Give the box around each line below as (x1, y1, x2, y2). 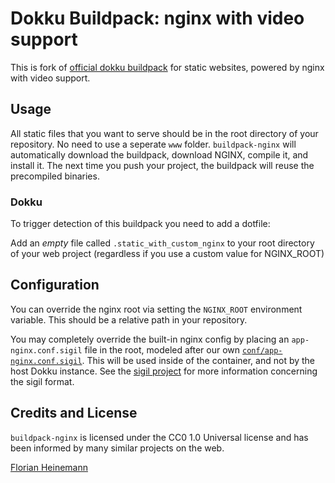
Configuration (10, 277, 100, 294)
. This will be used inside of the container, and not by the (81, 354, 316, 366)
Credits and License (10, 405, 138, 422)
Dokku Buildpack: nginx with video (10, 7, 305, 30)
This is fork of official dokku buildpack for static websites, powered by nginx (10, 61, 325, 73)
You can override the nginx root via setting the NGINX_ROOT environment (10, 303, 303, 315)
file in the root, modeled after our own (84, 343, 241, 356)
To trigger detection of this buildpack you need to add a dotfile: (10, 218, 271, 230)
